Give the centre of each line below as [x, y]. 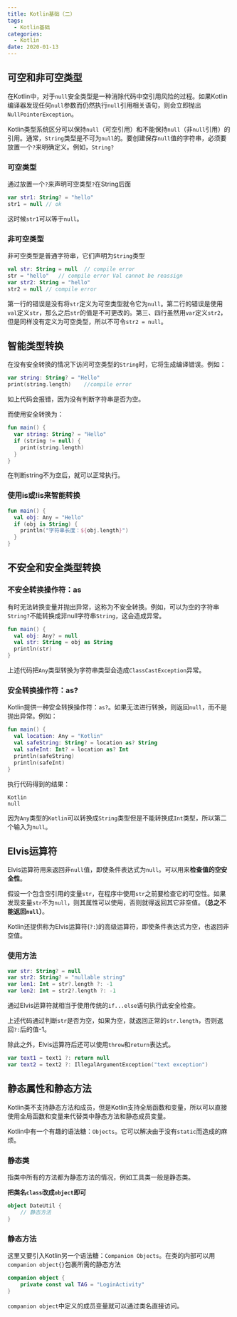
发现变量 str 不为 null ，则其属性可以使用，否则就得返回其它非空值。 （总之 [114, 902]
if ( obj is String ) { [46, 524]
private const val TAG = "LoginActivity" [82, 1284]
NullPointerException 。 [43, 114]
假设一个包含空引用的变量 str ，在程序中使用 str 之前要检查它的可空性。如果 [117, 894]
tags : [15, 21]
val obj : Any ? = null [46, 636]
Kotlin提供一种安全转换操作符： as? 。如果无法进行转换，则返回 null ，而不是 [117, 707]
